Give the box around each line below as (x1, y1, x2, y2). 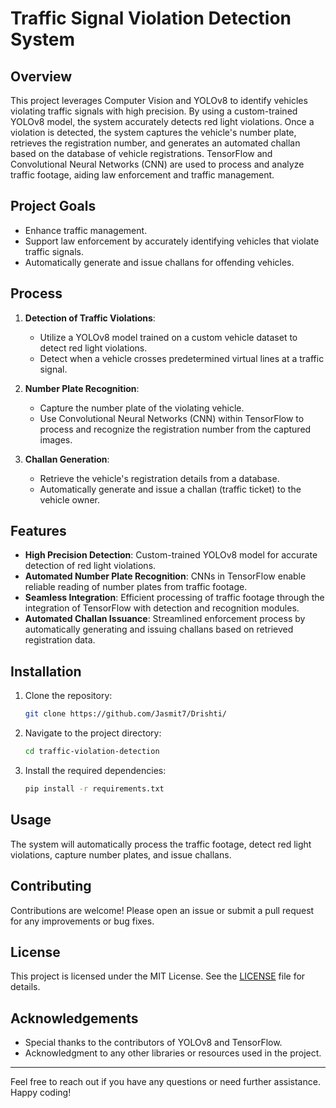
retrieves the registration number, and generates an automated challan (10, 137, 301, 149)
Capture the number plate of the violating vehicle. (39, 402, 245, 414)
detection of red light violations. (24, 560, 157, 572)
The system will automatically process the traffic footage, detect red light (10, 838, 312, 850)
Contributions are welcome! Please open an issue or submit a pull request (10, 904, 315, 916)
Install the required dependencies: (24, 765, 167, 776)
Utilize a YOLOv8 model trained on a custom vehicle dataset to (39, 331, 298, 343)
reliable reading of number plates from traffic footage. (24, 581, 248, 593)
